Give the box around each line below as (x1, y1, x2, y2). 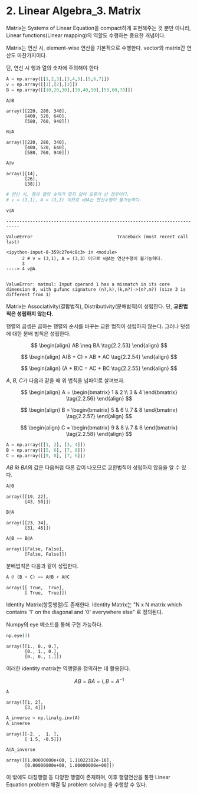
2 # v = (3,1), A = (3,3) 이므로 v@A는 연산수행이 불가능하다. (21, 255, 163, 261)
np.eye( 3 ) (6, 632, 31, 638)
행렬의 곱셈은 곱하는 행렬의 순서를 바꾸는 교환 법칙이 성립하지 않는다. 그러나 (6, 323, 179, 330)
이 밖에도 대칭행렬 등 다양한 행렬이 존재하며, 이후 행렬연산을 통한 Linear (6, 773, 171, 780)
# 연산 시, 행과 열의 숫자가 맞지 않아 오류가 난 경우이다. (6, 192, 130, 198)
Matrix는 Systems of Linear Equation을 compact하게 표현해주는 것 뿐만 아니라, (6, 24, 191, 31)
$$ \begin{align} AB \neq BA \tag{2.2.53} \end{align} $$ (31, 342, 168, 349)
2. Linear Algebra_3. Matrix (6, 4, 142, 18)
